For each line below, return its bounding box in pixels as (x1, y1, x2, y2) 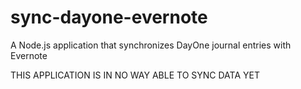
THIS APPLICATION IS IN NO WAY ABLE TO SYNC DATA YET (10, 69, 260, 81)
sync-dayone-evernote (10, 6, 208, 29)
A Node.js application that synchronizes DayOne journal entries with (10, 39, 292, 51)
